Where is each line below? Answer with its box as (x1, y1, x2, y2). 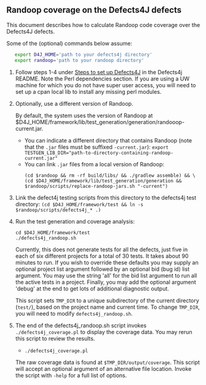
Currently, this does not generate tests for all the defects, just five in (15, 246, 188, 253)
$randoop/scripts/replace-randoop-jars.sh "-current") (24, 183, 168, 189)
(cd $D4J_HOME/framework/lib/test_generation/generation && (24, 177, 182, 184)
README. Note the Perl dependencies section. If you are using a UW (15, 75, 190, 82)
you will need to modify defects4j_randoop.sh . (15, 309, 133, 317)
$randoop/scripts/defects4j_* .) (15, 207, 101, 213)
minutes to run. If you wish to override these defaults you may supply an (15, 259, 199, 266)
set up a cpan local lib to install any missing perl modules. (15, 88, 162, 95)
